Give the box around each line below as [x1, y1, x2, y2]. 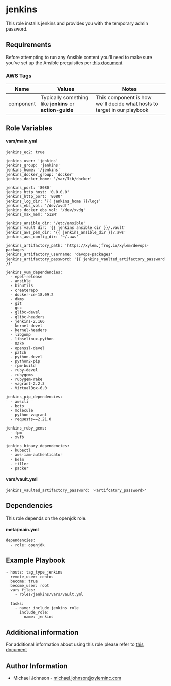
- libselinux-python [10, 336, 54, 341]
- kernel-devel [10, 323, 43, 328]
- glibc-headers [10, 314, 45, 319]
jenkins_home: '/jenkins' [6, 167, 60, 173]
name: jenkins [24, 614, 54, 619]
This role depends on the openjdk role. [6, 515, 87, 521]
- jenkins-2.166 [10, 319, 45, 324]
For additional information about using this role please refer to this [6, 641, 144, 647]
